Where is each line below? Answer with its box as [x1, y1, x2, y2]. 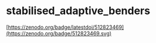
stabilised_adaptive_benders [6, 4, 151, 18]
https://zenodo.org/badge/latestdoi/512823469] [8, 24, 124, 31]
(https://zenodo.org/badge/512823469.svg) [6, 29, 112, 37]
